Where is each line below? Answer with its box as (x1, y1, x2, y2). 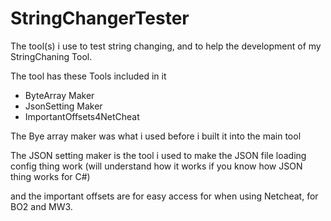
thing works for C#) (10, 170, 91, 182)
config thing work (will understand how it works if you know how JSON (10, 160, 303, 172)
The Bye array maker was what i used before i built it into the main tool (10, 130, 302, 142)
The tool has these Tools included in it (10, 70, 167, 82)
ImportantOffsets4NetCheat (24, 110, 140, 122)
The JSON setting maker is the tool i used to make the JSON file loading (10, 149, 307, 161)
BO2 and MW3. (10, 200, 73, 212)
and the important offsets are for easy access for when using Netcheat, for (10, 190, 319, 202)
